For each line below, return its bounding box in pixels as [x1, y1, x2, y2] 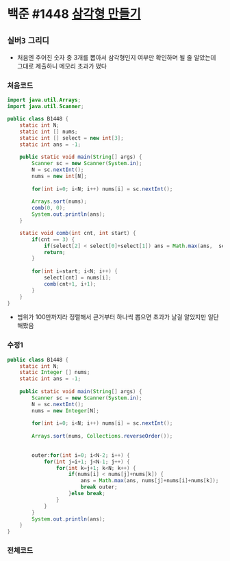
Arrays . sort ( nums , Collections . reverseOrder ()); [31, 433, 173, 440]
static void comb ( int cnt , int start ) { [19, 229, 136, 236]
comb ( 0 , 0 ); [31, 205, 66, 212]
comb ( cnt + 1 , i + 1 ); [43, 280, 97, 288]
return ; [43, 249, 66, 255]
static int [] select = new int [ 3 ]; [19, 134, 125, 141]
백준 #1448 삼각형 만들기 [7, 6, 142, 22]
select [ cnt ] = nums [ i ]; [43, 275, 112, 282]
